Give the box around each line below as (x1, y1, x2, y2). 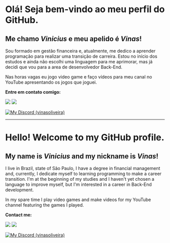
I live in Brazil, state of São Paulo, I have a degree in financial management (5, 166, 160, 171)
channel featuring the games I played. (5, 202, 84, 208)
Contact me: (5, 212, 32, 218)
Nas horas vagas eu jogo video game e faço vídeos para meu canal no (5, 74, 152, 79)
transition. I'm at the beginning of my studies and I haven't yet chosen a (5, 176, 154, 182)
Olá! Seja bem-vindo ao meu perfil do (5, 4, 165, 15)
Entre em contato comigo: (5, 89, 61, 95)
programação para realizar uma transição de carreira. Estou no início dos (5, 53, 158, 59)
